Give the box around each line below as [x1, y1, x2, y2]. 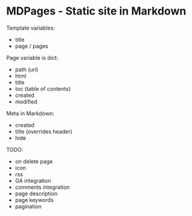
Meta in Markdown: [6, 110, 54, 117]
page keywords [14, 196, 54, 203]
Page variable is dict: [6, 54, 59, 61]
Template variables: [6, 24, 56, 31]
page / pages [14, 42, 48, 50]
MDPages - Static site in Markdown [6, 4, 187, 18]
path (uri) [14, 65, 39, 73]
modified [14, 98, 37, 105]
